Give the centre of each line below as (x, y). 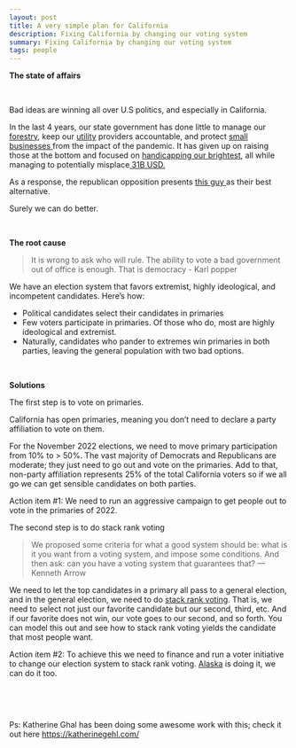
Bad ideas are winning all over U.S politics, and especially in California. (138, 110)
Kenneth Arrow (58, 573)
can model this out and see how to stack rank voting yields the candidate (143, 628)
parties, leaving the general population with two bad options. (133, 351)
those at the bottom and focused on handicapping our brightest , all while (142, 155)
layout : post (33, 17)
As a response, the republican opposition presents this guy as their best (140, 182)
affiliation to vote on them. (57, 429)
